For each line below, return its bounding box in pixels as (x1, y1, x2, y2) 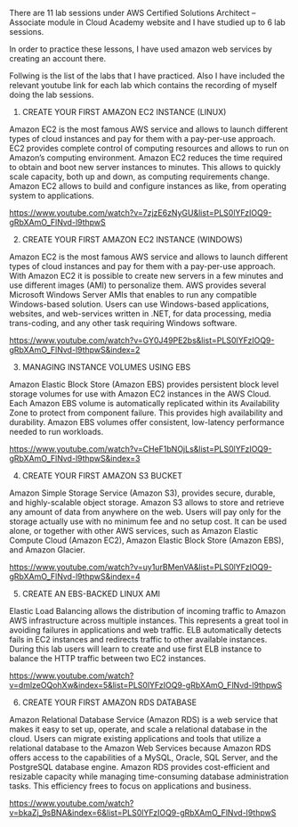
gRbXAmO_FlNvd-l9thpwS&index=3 (9, 454, 141, 463)
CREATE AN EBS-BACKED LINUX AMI (21, 588, 161, 599)
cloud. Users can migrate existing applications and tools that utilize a (9, 733, 262, 743)
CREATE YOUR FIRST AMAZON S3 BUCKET (21, 471, 183, 480)
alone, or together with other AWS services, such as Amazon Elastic (9, 526, 259, 536)
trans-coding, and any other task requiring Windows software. (9, 318, 238, 328)
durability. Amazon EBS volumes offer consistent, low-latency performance (9, 417, 285, 427)
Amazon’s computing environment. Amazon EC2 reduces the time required (9, 152, 283, 163)
